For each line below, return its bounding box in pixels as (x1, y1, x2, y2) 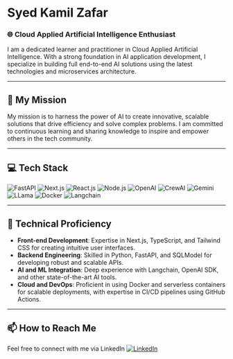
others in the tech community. (7, 134, 93, 143)
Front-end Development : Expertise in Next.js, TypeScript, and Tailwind (17, 236, 221, 244)
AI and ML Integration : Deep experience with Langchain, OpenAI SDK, (17, 265, 219, 274)
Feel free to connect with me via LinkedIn (7, 344, 126, 353)
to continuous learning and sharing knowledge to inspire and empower (7, 127, 209, 136)
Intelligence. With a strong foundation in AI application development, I (7, 53, 206, 61)
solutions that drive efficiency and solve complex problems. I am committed (7, 120, 223, 128)
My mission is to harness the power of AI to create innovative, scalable (7, 112, 209, 121)
